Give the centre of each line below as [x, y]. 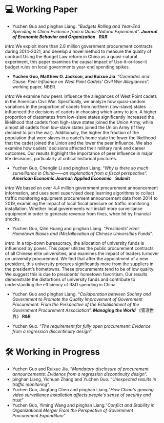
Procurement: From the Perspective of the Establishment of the [75, 304]
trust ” [18, 400]
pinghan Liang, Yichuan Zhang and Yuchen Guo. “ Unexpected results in [84, 379]
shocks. [13, 219]
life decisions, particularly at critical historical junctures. [61, 158]
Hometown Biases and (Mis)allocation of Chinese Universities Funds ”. [82, 233]
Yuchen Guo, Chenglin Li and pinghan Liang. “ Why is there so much [80, 168]
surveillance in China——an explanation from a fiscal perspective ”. [80, 173]
